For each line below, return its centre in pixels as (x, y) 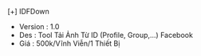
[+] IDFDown (28, 11)
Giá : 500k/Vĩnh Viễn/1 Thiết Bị (69, 43)
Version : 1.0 (39, 26)
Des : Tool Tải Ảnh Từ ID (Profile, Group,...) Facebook (106, 35)
